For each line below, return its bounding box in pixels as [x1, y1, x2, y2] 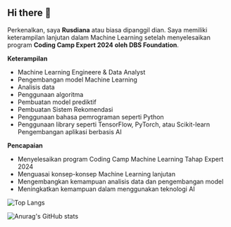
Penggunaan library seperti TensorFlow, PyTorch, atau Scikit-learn [17, 120, 211, 129]
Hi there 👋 [7, 7, 51, 19]
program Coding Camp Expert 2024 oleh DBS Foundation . [7, 40, 180, 49]
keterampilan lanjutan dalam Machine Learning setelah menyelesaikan [7, 33, 211, 41]
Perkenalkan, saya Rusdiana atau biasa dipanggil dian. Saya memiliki [7, 25, 208, 34]
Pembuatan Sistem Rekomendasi [17, 105, 113, 113]
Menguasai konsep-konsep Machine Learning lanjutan [17, 169, 176, 178]
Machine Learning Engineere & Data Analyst [17, 67, 146, 76]
